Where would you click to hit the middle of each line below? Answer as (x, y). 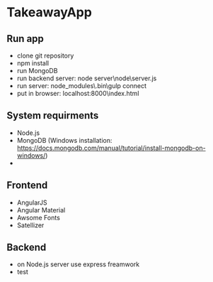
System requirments (53, 115)
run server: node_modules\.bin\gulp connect (81, 86)
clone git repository (45, 55)
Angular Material (41, 210)
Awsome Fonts (39, 217)
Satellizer (30, 225)
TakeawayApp (50, 12)
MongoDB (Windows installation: (64, 140)
